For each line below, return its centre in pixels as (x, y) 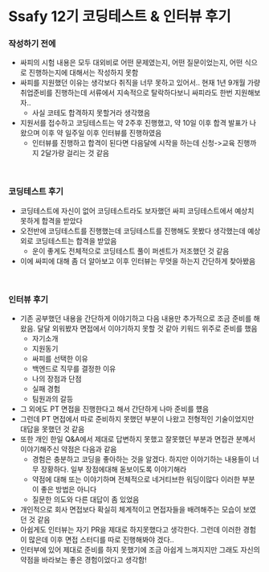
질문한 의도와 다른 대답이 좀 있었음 (86, 500)
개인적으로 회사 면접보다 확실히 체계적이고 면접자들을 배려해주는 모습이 (130, 510)
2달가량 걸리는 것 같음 (75, 153)
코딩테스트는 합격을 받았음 (76, 241)
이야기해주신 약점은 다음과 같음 (68, 449)
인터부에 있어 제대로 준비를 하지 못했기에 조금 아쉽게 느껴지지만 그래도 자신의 (140, 550)
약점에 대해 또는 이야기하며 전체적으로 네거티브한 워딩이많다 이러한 (136, 479)
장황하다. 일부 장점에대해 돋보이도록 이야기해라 (114, 469)
